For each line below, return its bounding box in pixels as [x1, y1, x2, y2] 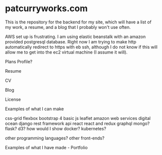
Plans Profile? [5, 58, 33, 64]
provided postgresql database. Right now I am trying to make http [5, 39, 136, 44]
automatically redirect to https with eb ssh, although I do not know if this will [5, 44, 158, 50]
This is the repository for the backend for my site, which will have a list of [5, 19, 152, 25]
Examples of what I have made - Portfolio [5, 144, 88, 150]
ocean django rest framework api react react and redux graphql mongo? [5, 120, 150, 126]
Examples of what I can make [5, 106, 64, 112]
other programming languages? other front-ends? [5, 135, 105, 141]
